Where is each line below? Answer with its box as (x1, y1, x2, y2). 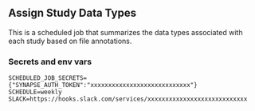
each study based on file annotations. (8, 36, 132, 46)
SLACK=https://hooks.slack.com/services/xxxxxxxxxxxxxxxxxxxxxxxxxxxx (8, 95, 248, 103)
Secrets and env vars (8, 56, 92, 67)
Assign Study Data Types (8, 6, 137, 20)
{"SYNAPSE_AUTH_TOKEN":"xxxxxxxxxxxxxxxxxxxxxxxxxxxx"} (8, 81, 198, 89)
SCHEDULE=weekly (8, 88, 62, 97)
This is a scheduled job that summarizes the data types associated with (8, 27, 243, 37)
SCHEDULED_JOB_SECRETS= (8, 74, 88, 82)
